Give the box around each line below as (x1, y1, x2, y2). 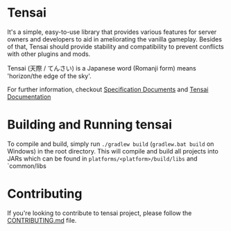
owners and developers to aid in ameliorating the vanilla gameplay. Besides (7, 35, 222, 43)
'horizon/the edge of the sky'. (7, 71, 92, 80)
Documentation (7, 92, 51, 101)
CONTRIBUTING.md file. (7, 216, 77, 224)
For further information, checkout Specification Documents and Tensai (7, 85, 209, 93)
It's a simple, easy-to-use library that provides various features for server (7, 28, 217, 36)
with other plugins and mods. (7, 50, 91, 58)
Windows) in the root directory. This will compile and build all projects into (7, 147, 219, 155)
